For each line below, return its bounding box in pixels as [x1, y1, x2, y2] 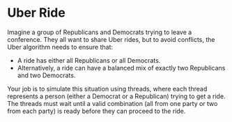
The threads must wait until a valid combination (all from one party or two [7, 99, 218, 107]
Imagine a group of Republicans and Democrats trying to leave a [7, 28, 192, 36]
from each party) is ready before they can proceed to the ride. [7, 107, 186, 115]
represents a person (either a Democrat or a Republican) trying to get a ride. [7, 92, 226, 100]
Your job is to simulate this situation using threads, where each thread [7, 84, 208, 93]
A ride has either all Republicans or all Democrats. [17, 56, 161, 64]
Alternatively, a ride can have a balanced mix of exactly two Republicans [17, 63, 226, 72]
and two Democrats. [17, 71, 76, 79]
